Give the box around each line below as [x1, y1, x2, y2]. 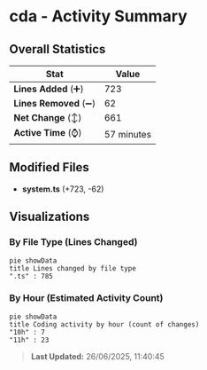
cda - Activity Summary [9, 6, 188, 27]
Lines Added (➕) [13, 83, 84, 95]
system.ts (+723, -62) [21, 184, 104, 194]
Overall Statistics [9, 42, 106, 57]
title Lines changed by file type [9, 264, 137, 272]
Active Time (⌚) [13, 127, 82, 138]
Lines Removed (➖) [13, 98, 96, 109]
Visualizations [9, 209, 90, 224]
